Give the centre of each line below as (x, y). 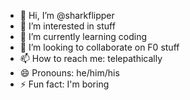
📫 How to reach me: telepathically (91, 58)
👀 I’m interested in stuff (67, 26)
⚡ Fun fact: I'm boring (64, 84)
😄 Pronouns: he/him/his (69, 73)
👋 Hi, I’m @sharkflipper (67, 15)
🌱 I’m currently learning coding (83, 36)
